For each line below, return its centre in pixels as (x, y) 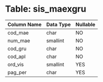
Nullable (85, 24)
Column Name (25, 24)
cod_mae (18, 33)
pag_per (17, 72)
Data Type (59, 24)
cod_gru (17, 48)
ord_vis (16, 64)
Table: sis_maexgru (46, 9)
